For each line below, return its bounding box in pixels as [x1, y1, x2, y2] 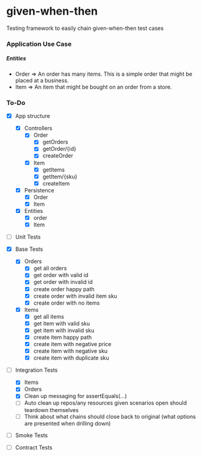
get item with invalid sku [33, 327, 95, 334]
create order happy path [33, 285, 95, 292]
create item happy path [33, 333, 92, 341]
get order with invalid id [33, 278, 93, 286]
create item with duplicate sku [33, 354, 110, 361]
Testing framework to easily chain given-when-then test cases [6, 24, 164, 32]
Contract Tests [15, 444, 53, 451]
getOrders [42, 139, 68, 146]
